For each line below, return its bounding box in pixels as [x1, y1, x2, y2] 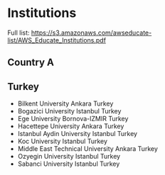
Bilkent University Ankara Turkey [17, 99, 114, 108]
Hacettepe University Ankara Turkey [17, 122, 124, 130]
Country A [7, 57, 55, 69]
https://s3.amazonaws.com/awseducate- [31, 28, 152, 37]
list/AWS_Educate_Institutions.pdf [7, 35, 107, 44]
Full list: [7, 28, 30, 37]
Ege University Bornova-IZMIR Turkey [17, 115, 129, 123]
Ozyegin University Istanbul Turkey [17, 152, 121, 161]
